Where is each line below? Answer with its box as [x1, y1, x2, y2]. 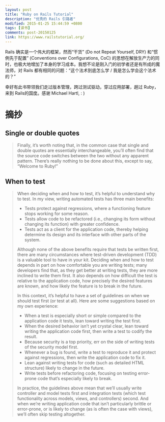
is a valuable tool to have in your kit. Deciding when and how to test [17, 257, 154, 263]
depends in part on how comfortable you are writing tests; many [17, 262, 147, 268]
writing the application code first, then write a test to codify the [24, 328, 152, 334]
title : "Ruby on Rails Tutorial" [5, 12, 74, 17]
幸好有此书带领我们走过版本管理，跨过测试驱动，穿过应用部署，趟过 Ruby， [5, 84, 159, 90]
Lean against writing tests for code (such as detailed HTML [24, 359, 144, 365]
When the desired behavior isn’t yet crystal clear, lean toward [24, 323, 149, 329]
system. [24, 237, 41, 243]
